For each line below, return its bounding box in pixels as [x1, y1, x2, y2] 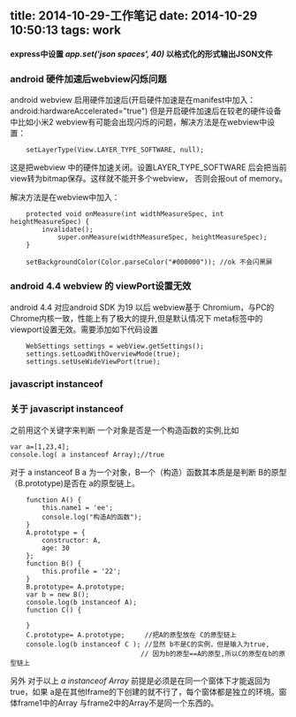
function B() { [26, 559, 82, 568]
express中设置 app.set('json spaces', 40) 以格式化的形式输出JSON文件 [10, 48, 273, 59]
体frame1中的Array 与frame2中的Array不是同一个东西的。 [10, 698, 219, 708]
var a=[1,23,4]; [10, 442, 70, 451]
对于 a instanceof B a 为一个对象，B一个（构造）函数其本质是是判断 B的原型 [10, 466, 287, 477]
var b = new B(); [26, 590, 90, 599]
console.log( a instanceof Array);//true [10, 450, 165, 459]
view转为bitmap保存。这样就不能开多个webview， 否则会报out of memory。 [10, 173, 288, 184]
